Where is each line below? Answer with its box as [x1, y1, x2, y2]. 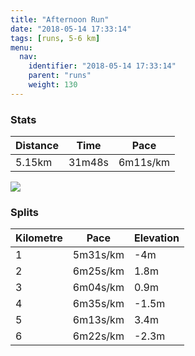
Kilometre [15, 231, 63, 245]
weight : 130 [28, 80, 78, 90]
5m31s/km [72, 248, 125, 262]
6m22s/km [72, 329, 125, 343]
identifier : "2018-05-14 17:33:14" [28, 61, 177, 71]
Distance [15, 139, 59, 153]
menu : [10, 42, 33, 53]
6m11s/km [118, 156, 171, 170]
